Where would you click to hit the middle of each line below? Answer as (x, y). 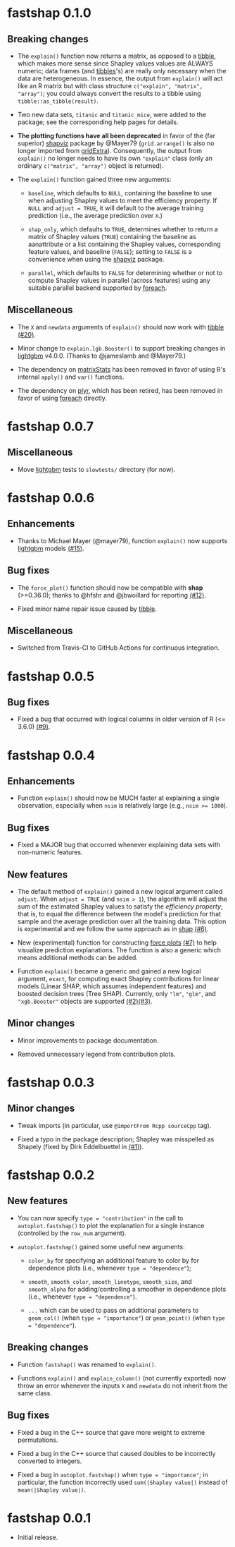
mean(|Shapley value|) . (52, 1489)
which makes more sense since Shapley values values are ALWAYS (115, 63)
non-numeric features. (50, 852)
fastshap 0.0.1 (49, 1518)
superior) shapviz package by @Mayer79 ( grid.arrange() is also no (116, 143)
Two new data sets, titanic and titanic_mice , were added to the (112, 115)
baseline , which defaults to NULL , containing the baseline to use (120, 193)
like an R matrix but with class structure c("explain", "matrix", (110, 86)
